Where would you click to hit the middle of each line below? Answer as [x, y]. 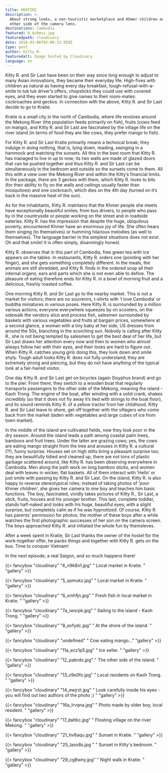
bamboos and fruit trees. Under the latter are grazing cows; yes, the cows [81, 441]
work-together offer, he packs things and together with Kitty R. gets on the [82, 541]
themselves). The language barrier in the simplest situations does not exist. [82, 237]
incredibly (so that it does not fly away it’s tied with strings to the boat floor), [84, 399]
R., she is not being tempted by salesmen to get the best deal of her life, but [83, 336]
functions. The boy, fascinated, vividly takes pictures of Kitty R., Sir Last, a [82, 494]
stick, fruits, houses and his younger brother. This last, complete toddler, [80, 499]
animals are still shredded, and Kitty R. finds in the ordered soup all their [79, 268]
